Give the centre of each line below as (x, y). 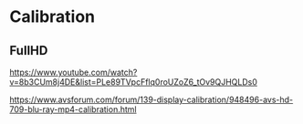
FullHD (29, 51)
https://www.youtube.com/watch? (73, 72)
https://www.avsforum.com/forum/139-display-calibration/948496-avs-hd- (151, 99)
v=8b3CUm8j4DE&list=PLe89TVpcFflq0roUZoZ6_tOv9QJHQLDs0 (134, 82)
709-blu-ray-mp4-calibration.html (73, 109)
